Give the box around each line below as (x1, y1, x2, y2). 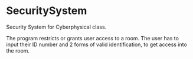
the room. (6, 47, 30, 54)
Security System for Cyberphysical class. (6, 23, 107, 30)
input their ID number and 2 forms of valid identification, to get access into (6, 41, 187, 48)
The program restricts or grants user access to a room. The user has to (6, 34, 179, 41)
